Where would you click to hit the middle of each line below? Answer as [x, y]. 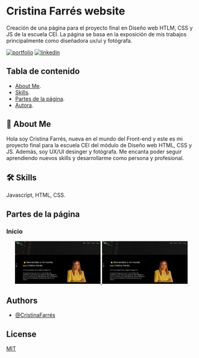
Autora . [24, 105]
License [21, 334]
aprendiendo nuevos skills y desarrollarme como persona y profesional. [95, 158]
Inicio [14, 231]
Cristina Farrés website [66, 11]
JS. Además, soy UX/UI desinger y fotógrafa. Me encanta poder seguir [94, 152]
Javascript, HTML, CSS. [36, 195]
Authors [22, 301]
